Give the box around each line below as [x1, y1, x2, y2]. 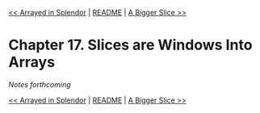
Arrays [8, 53, 55, 72]
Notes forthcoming [8, 79, 71, 89]
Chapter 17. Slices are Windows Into [8, 36, 253, 54]
